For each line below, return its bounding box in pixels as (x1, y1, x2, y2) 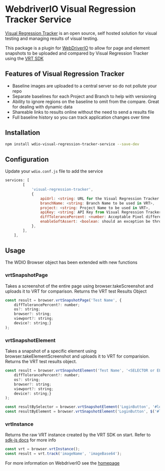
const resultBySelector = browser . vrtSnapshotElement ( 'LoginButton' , (5, 404, 151, 409)
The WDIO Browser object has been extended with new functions (5, 260, 137, 266)
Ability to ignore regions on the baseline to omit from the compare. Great (12, 99, 160, 104)
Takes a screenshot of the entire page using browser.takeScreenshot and (5, 283, 154, 289)
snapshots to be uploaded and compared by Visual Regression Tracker (5, 50, 149, 56)
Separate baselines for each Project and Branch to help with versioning (12, 93, 156, 99)
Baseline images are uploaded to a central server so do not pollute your (12, 83, 157, 89)
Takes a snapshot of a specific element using (5, 348, 97, 354)
